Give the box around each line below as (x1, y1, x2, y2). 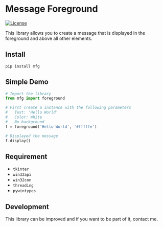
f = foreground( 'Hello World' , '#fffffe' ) (5, 124, 97, 129)
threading (12, 183, 34, 188)
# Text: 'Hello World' (5, 110, 58, 115)
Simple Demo (5, 78, 49, 86)
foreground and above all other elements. (5, 35, 92, 41)
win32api (12, 172, 32, 177)
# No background (5, 119, 44, 124)
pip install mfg (5, 63, 40, 69)
